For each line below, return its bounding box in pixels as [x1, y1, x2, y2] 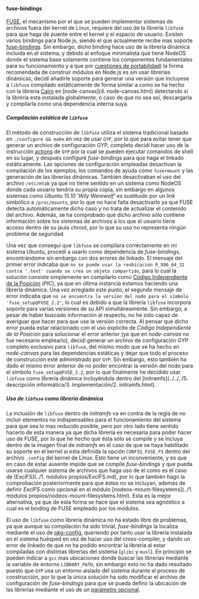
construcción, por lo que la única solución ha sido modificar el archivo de [6, 573, 186, 581]
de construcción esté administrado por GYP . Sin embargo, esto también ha [6, 356, 187, 363]
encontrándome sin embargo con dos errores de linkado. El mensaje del [6, 255, 183, 262]
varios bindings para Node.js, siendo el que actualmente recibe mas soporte [6, 37, 193, 44]
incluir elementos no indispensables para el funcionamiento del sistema [6, 416, 181, 423]
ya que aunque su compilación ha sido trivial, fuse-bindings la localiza [6, 523, 178, 530]
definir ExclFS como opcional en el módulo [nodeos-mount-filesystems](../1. [6, 486, 193, 493]
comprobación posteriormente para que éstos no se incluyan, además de [6, 480, 186, 487]
